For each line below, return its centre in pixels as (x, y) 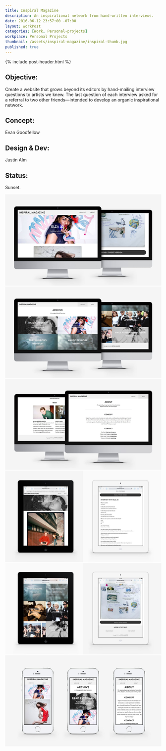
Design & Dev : (27, 148)
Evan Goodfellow (23, 132)
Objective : (22, 77)
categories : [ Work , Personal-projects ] (46, 31)
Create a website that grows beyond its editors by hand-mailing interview (80, 89)
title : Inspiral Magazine (32, 10)
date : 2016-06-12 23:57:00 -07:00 (41, 21)
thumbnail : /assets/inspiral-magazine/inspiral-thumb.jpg (66, 42)
